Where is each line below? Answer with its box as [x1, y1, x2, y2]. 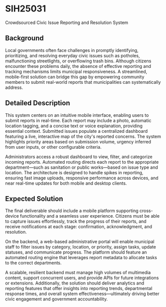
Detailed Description [5, 99, 71, 107]
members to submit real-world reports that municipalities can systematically [5, 79, 161, 85]
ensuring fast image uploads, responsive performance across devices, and [5, 175, 159, 181]
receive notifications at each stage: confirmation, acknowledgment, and [5, 224, 153, 230]
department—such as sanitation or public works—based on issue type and [5, 164, 158, 170]
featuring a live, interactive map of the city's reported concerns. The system [5, 133, 162, 139]
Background [5, 34, 44, 42]
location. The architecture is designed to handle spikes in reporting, [5, 169, 144, 175]
